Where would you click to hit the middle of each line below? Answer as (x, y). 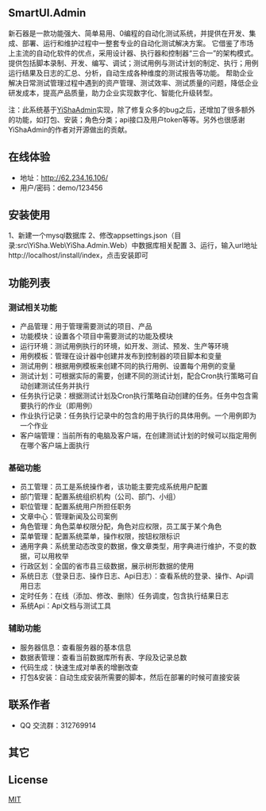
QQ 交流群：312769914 (58, 725)
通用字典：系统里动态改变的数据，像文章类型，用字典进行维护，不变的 (135, 546)
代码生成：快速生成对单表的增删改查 (79, 667)
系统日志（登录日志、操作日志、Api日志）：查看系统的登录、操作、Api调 (137, 576)
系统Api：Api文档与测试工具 (66, 606)
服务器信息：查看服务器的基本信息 (75, 647)
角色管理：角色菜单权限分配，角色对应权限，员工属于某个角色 (121, 527)
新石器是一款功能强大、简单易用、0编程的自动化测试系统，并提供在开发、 (129, 33)
